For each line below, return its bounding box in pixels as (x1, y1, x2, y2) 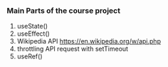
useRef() (16, 52, 43, 61)
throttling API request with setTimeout (16, 45, 129, 53)
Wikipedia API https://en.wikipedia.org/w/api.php (16, 37, 162, 46)
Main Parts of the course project (6, 6, 120, 16)
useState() (16, 22, 48, 31)
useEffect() (16, 29, 51, 38)
